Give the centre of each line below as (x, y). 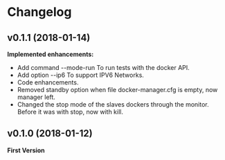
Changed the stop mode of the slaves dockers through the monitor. (113, 104)
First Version (26, 150)
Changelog (39, 12)
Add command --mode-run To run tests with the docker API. (103, 68)
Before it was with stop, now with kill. (70, 112)
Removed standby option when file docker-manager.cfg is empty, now (117, 90)
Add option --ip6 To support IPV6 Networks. (80, 75)
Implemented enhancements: (51, 54)
